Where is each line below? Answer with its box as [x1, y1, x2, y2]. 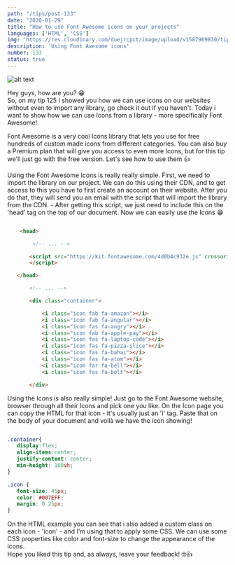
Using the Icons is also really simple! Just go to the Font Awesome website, [7, 393, 224, 403]
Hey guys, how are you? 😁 [7, 88, 85, 97]
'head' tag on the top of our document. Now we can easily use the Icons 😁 [7, 208, 224, 216]
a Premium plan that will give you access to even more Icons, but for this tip [7, 146, 225, 155]
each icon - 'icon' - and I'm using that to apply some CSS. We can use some [7, 527, 227, 536]
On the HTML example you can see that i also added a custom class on [7, 519, 212, 529]
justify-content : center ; [16, 456, 92, 463]
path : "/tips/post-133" [7, 10, 77, 18]
